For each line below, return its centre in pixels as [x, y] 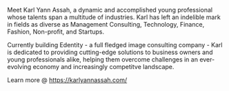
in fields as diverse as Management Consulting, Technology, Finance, [106, 24]
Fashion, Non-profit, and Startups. [56, 31]
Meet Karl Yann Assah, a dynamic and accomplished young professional [110, 10]
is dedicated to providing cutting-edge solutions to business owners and [110, 52]
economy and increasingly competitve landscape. [103, 67]
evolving [19, 67]
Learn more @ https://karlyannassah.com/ [67, 80]
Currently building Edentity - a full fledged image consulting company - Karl [115, 45]
